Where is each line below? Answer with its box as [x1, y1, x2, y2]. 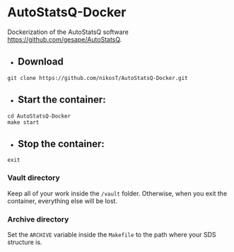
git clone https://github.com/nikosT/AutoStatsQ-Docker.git [7, 74, 189, 81]
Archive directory [7, 214, 69, 224]
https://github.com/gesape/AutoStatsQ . [7, 35, 122, 43]
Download [17, 56, 64, 68]
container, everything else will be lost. [7, 196, 118, 205]
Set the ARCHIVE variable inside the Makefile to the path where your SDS [7, 230, 217, 239]
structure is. [7, 238, 42, 246]
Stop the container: [17, 137, 105, 149]
